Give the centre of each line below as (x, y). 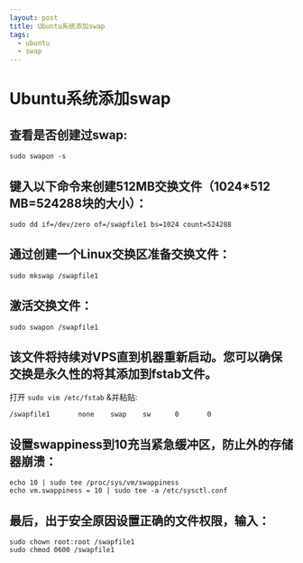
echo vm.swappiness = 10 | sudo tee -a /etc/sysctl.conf (119, 491)
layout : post (34, 18)
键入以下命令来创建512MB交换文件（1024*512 (140, 186)
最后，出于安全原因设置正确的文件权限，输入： (140, 521)
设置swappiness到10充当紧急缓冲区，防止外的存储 (151, 444)
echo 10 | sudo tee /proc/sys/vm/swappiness (94, 483)
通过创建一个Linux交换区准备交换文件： (120, 254)
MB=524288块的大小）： (78, 203)
